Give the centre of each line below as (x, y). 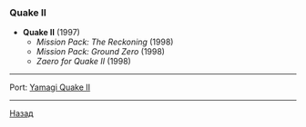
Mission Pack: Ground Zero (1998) (101, 52)
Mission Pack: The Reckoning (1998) (105, 42)
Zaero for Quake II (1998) (84, 62)
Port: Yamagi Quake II (50, 87)
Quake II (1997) (51, 33)
